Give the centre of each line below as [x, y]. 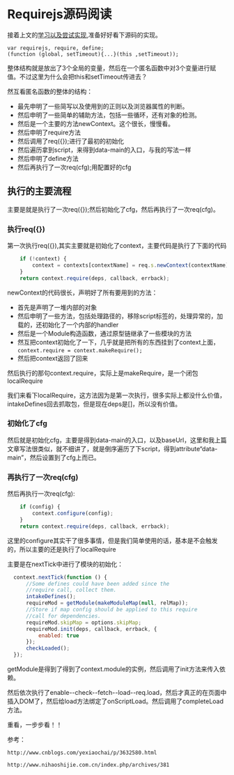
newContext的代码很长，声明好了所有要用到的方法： [83, 292]
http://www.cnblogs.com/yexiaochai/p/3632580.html [82, 753]
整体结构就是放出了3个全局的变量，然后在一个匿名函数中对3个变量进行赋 [112, 68]
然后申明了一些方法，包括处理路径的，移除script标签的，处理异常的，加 [120, 316]
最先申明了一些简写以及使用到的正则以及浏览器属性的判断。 [103, 106]
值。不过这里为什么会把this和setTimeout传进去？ [77, 77]
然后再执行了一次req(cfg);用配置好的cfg [74, 167]
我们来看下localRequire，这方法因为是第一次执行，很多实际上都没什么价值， [117, 395]
